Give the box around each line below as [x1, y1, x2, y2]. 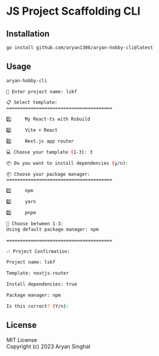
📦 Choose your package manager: [6, 171, 90, 177]
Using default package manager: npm [6, 226, 99, 232]
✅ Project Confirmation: [6, 248, 70, 254]
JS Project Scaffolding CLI [6, 4, 141, 18]
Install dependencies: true [6, 281, 78, 287]
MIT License [6, 336, 38, 343]
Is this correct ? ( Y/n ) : [6, 303, 69, 309]
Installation [6, 29, 50, 39]
